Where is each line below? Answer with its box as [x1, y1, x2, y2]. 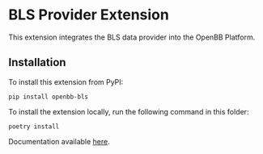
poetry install [8, 123, 60, 131]
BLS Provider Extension [8, 6, 170, 24]
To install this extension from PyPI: [8, 77, 124, 86]
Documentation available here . [8, 136, 111, 146]
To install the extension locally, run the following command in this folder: [8, 106, 249, 116]
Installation [8, 56, 66, 69]
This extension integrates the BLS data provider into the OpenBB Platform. [8, 32, 256, 42]
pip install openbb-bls [8, 93, 89, 101]
